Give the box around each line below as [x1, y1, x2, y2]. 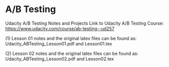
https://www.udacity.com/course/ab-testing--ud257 [5, 25, 115, 31]
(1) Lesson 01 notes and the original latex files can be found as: [5, 35, 137, 41]
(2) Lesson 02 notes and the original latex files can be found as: [5, 50, 139, 56]
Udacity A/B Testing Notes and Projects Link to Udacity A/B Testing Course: [5, 20, 164, 26]
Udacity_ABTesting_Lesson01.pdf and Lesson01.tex [5, 40, 113, 46]
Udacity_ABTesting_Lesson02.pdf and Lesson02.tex [5, 55, 114, 61]
